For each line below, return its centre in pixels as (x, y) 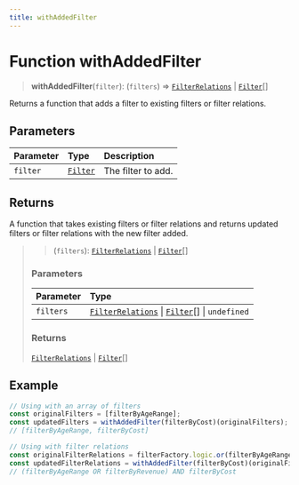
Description (129, 156)
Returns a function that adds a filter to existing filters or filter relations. (138, 103)
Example (34, 386)
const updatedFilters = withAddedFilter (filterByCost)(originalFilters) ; (149, 423)
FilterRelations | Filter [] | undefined (169, 312)
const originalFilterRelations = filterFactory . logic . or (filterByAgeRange (151, 455)
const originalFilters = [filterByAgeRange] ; (95, 414)
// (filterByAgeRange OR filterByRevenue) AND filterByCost (123, 472)
